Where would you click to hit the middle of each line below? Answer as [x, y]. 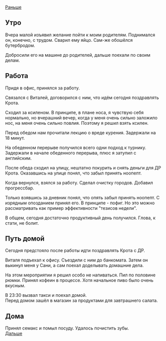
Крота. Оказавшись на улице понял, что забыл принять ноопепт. [74, 173]
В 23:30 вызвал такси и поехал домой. [46, 295]
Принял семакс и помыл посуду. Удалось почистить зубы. [67, 328]
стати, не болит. [22, 223]
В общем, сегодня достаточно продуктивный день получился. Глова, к [81, 218]
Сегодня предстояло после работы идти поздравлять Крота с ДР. [75, 251]
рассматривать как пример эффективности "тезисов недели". [71, 208]
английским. [19, 158]
